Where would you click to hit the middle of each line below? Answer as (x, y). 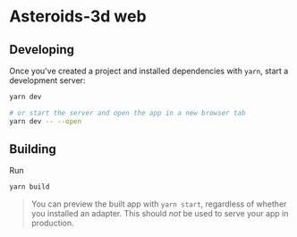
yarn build (30, 187)
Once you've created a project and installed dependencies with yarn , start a (149, 71)
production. (52, 223)
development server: (47, 80)
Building (33, 149)
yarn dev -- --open (46, 121)
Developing (42, 50)
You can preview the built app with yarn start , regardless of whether (159, 204)
